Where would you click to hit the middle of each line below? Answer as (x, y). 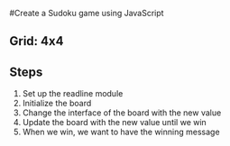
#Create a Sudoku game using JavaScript (87, 13)
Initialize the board (57, 104)
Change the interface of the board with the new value (122, 113)
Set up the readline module (73, 94)
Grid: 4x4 (37, 41)
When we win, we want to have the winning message (121, 132)
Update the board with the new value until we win (115, 123)
